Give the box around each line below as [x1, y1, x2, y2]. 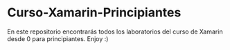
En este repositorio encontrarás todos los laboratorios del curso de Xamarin [7, 27, 223, 36]
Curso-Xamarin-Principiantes [7, 5, 182, 21]
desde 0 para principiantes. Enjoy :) [7, 34, 109, 42]
